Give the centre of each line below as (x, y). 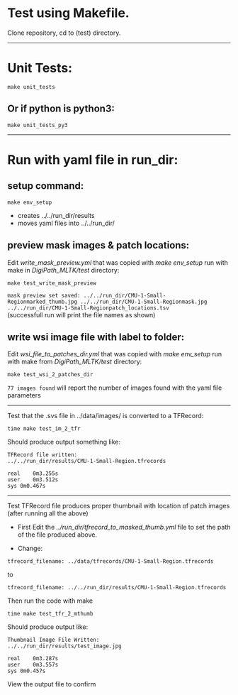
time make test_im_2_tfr (44, 429)
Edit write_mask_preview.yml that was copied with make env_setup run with (118, 262)
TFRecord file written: (42, 455)
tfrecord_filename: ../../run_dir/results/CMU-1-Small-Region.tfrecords (117, 588)
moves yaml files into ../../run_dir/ (66, 223)
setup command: (46, 186)
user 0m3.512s (33, 480)
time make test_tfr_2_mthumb (50, 614)
